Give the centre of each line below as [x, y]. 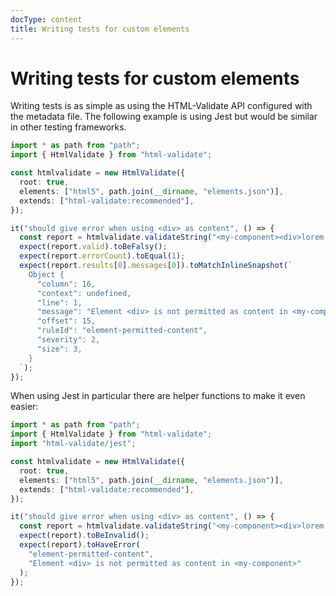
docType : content [46, 19]
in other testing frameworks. [68, 127]
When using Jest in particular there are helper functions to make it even [158, 396]
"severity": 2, [68, 340]
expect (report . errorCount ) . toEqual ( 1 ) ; [102, 256]
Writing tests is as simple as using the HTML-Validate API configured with [161, 106]
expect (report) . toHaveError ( [80, 545]
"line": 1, [59, 302]
